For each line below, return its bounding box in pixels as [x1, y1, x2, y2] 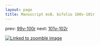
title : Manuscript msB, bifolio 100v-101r [5, 12, 95, 17]
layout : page [5, 7, 32, 12]
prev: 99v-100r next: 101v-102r [5, 25, 68, 31]
